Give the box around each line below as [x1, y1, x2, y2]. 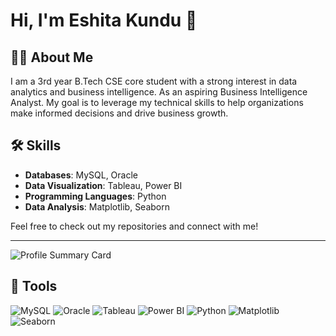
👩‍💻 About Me [10, 49, 94, 66]
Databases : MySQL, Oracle [24, 169, 138, 181]
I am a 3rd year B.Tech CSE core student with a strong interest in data [10, 75, 298, 87]
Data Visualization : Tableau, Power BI [24, 179, 183, 191]
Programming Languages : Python [24, 190, 167, 202]
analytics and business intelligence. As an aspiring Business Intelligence [10, 86, 308, 98]
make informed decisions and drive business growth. [10, 107, 229, 119]
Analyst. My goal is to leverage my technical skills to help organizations [10, 97, 304, 108]
